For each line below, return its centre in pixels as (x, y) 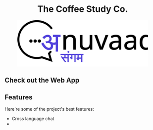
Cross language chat (33, 119)
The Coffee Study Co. (83, 9)
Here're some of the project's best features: (50, 109)
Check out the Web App (42, 80)
